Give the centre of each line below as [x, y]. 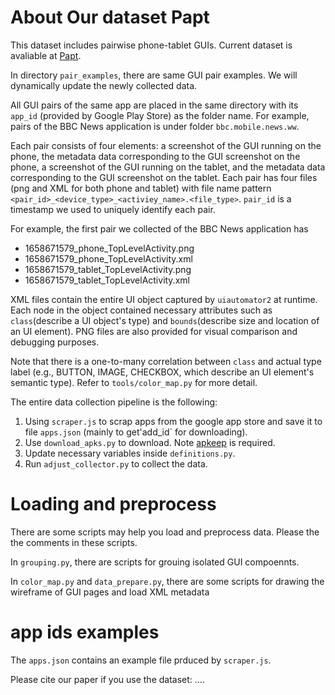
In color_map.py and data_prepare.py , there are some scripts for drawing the [167, 581]
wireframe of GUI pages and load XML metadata [110, 592]
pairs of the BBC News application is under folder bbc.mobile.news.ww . [155, 126]
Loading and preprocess [113, 504]
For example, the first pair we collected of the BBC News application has [159, 228]
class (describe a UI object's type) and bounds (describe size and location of [165, 320]
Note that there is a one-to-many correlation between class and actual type [166, 361]
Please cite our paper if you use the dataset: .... [107, 679]
